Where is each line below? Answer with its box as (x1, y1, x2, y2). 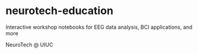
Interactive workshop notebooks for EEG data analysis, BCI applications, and (5, 23, 193, 31)
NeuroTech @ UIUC (5, 41, 53, 48)
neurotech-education (5, 4, 114, 18)
